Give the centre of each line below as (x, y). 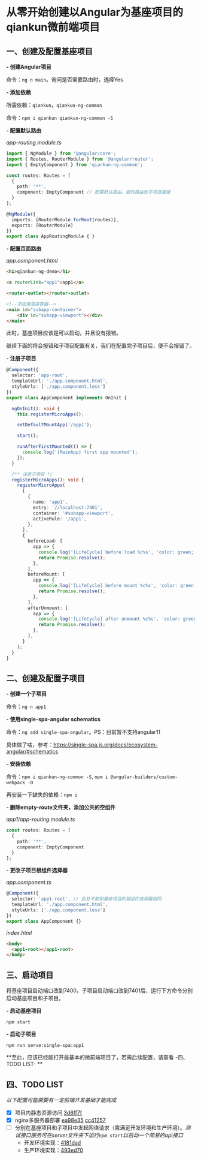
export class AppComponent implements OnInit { (67, 398)
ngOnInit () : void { (36, 408)
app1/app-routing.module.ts (41, 820)
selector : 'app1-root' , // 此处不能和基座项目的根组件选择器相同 (86, 899)
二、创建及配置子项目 (45, 678)
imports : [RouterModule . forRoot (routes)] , (65, 219)
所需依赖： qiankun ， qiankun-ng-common (54, 105)
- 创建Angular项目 (29, 67)
